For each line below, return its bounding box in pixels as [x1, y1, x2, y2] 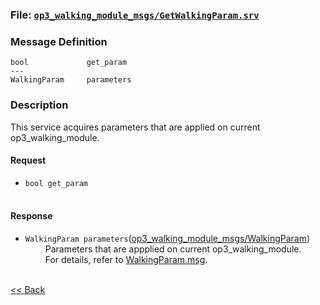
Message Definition [10, 34, 108, 48]
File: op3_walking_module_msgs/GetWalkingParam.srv [10, 8, 260, 22]
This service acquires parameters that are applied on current [10, 121, 261, 133]
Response [10, 210, 53, 222]
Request [10, 154, 47, 167]
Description [10, 98, 69, 112]
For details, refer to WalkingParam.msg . [44, 253, 208, 265]
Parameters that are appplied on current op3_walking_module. [44, 243, 302, 255]
